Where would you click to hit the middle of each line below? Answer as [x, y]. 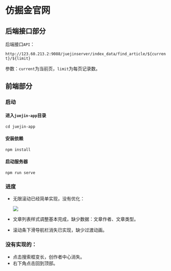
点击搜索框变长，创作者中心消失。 [49, 257]
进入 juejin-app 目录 [26, 115]
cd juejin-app [20, 127]
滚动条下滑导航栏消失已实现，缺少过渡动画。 [60, 230]
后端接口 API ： [20, 44]
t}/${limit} [18, 58]
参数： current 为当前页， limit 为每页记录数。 [53, 69]
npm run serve [20, 173]
